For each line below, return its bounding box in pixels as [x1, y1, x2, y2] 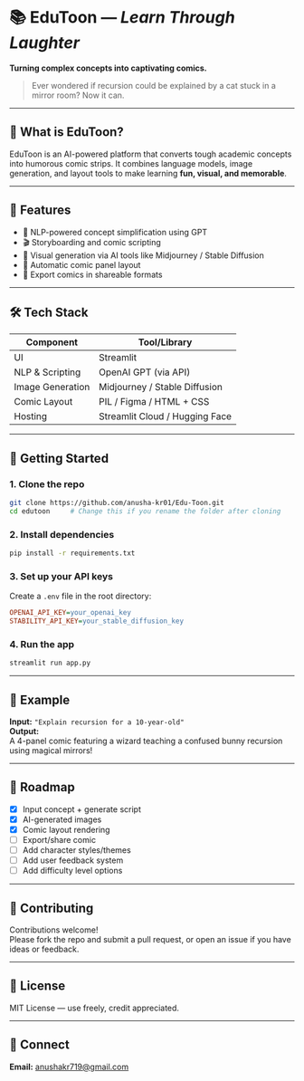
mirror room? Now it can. [31, 90, 125, 100]
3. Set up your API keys [9, 569, 113, 582]
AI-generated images [22, 814, 102, 825]
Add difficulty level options [22, 866, 123, 876]
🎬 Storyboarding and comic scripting [22, 236, 161, 247]
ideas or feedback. [9, 943, 80, 955]
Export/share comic [22, 835, 97, 846]
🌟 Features [9, 203, 71, 218]
